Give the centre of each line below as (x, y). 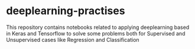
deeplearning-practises (66, 11)
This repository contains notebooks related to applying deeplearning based (98, 27)
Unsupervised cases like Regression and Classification (73, 40)
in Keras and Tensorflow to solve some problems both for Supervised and (96, 33)
